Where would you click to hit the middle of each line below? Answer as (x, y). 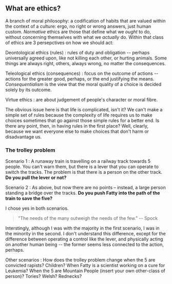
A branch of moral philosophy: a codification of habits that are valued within (85, 21)
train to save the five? (29, 198)
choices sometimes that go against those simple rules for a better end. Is (82, 120)
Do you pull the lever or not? (36, 178)
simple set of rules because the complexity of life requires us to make (79, 115)
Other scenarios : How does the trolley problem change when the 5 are (80, 260)
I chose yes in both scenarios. (37, 208)
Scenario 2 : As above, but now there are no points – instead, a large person (85, 188)
